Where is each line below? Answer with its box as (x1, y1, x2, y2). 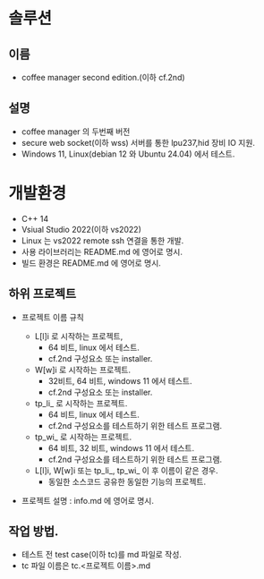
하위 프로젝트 (8, 286, 77, 302)
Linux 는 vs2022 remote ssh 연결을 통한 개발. (21, 234, 184, 246)
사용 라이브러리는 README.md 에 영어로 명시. (21, 246, 183, 257)
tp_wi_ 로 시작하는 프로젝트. (34, 431, 132, 442)
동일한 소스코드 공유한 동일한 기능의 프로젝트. (47, 476, 207, 487)
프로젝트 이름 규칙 (21, 311, 84, 322)
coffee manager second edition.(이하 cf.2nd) (21, 72, 185, 82)
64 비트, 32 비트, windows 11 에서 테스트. (47, 442, 194, 453)
